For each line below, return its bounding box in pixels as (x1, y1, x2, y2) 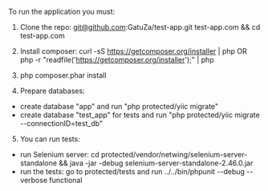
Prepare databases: (19, 86, 86, 95)
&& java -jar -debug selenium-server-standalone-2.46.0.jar (59, 158, 254, 168)
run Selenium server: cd (19, 150, 100, 159)
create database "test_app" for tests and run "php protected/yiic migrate (19, 110, 261, 120)
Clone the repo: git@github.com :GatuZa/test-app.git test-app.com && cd (19, 22, 261, 31)
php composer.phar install (19, 71, 107, 79)
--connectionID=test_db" (19, 119, 103, 128)
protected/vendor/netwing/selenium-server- (100, 150, 248, 159)
